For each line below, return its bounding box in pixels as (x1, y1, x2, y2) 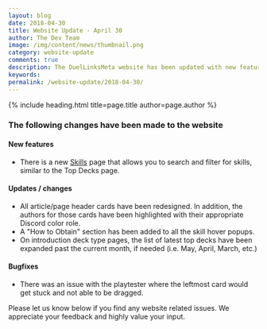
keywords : (8, 71, 41, 79)
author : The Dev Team (8, 33, 80, 42)
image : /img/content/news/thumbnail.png (8, 41, 145, 49)
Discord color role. (19, 218, 81, 227)
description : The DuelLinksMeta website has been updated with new (8, 64, 237, 72)
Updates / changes (8, 184, 73, 193)
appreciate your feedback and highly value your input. (8, 312, 185, 322)
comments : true (8, 56, 59, 64)
